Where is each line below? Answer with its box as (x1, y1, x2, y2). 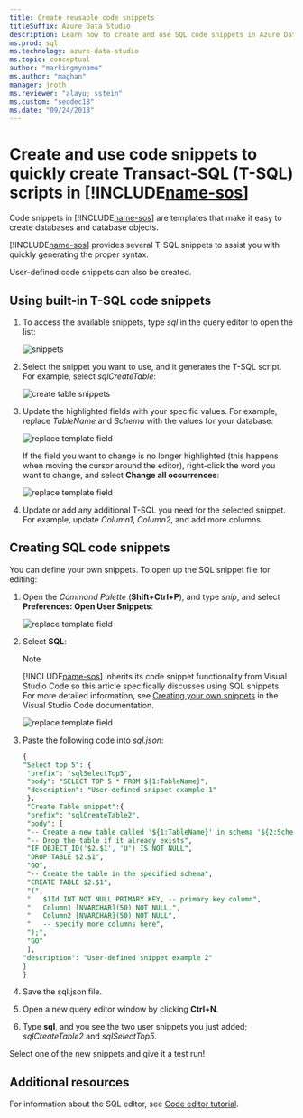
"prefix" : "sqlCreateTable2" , (26, 810, 141, 819)
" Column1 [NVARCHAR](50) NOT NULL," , (26, 903, 181, 912)
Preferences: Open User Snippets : (22, 601, 154, 612)
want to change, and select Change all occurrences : (22, 470, 219, 480)
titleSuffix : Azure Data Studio (9, 22, 131, 31)
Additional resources (9, 1075, 130, 1090)
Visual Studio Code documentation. (22, 699, 155, 710)
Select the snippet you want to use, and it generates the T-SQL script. (22, 362, 282, 372)
